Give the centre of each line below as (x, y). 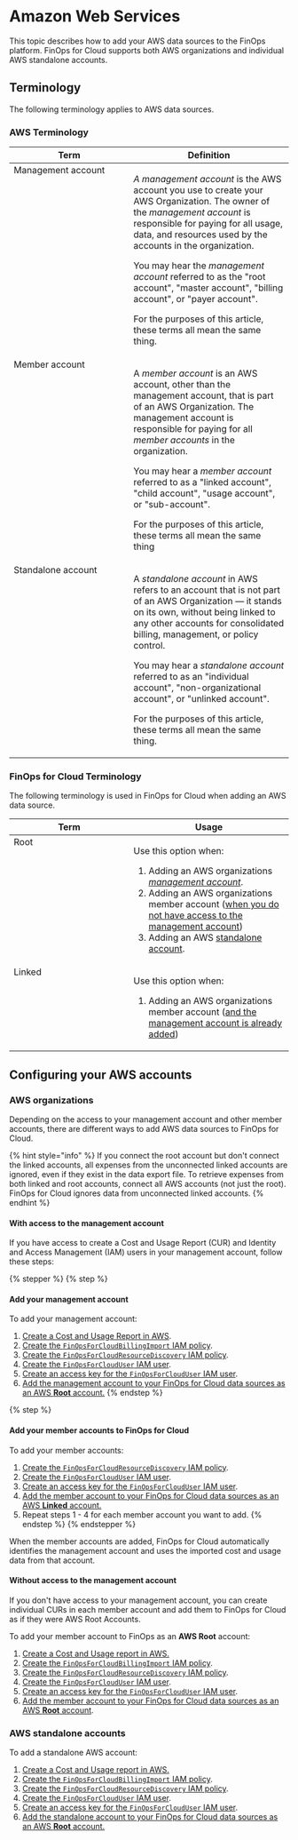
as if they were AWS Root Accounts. (75, 1619)
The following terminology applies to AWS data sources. (112, 109)
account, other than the (182, 385)
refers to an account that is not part (207, 590)
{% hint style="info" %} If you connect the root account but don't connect (144, 1156)
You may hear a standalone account (209, 665)
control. (149, 646)
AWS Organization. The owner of (202, 202)
